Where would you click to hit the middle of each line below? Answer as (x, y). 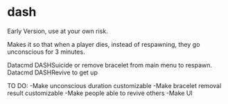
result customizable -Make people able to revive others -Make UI (100, 93)
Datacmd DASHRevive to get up (53, 72)
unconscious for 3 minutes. (46, 52)
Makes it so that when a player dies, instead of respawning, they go (104, 44)
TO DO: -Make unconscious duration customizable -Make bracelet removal (114, 85)
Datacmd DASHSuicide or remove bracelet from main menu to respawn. (110, 65)
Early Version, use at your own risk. (58, 31)
